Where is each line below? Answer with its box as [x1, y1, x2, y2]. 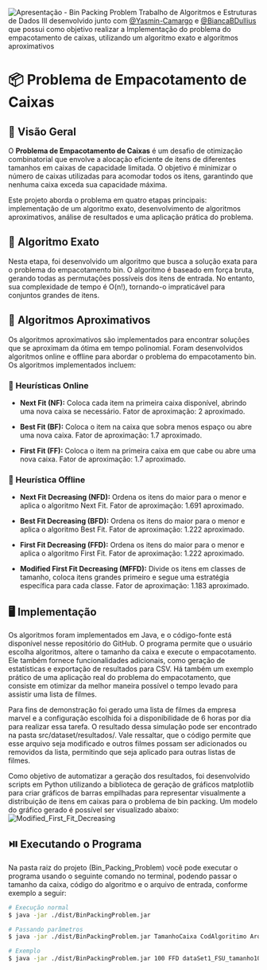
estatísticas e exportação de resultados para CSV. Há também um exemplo [8, 664, 254, 674]
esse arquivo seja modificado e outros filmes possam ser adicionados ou [8, 739, 248, 748]
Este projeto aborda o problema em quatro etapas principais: [8, 195, 207, 205]
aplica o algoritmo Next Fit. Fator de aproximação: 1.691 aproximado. [19, 501, 245, 510]
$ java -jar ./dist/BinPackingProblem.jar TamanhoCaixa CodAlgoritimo [8, 933, 247, 941]
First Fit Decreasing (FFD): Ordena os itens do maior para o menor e [19, 540, 245, 550]
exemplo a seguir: [8, 888, 67, 897]
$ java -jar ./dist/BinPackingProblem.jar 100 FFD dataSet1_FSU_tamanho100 [8, 955, 265, 963]
